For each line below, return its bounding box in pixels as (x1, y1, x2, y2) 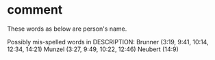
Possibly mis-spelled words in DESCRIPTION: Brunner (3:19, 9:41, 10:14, (7, 37, 209, 46)
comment (7, 2, 63, 18)
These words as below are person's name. (7, 25, 127, 33)
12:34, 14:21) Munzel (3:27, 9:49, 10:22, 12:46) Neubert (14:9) (7, 45, 179, 53)
